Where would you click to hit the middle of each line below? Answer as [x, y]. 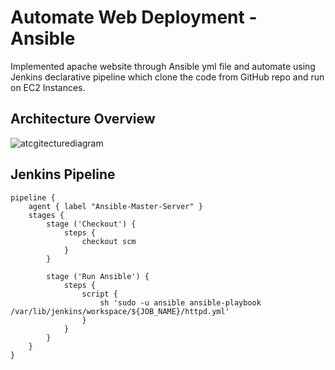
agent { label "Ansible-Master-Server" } [115, 206]
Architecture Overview [83, 119]
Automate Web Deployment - [134, 17]
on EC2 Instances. [48, 87]
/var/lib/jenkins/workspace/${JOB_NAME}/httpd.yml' [120, 311]
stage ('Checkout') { [91, 224]
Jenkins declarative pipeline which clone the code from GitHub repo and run [167, 77]
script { [99, 294]
